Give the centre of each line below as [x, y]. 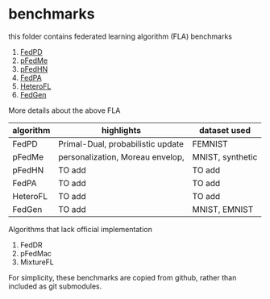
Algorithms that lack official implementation [81, 229]
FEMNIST [210, 143]
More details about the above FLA [64, 110]
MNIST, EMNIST [223, 209]
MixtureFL [37, 262]
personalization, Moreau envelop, [121, 156]
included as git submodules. [55, 286]
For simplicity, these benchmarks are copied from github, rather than [123, 277]
